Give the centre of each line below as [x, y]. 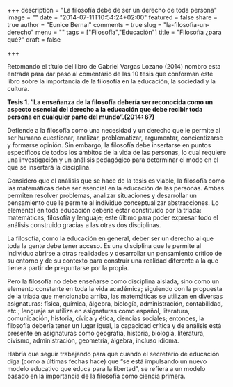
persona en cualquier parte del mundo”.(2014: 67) [81, 117]
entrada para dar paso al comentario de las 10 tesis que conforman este [110, 74]
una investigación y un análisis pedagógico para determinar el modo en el [113, 160]
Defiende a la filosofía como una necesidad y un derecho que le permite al [114, 130]
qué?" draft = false [34, 40]
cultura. [18, 89]
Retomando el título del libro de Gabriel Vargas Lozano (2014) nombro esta [114, 66]
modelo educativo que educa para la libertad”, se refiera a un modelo [106, 369]
